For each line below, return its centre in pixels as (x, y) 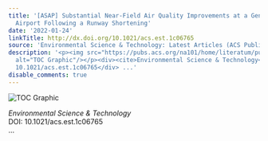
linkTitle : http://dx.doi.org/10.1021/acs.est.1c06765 (101, 38)
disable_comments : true (48, 75)
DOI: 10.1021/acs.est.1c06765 (56, 121)
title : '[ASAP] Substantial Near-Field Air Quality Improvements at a (128, 16)
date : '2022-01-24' (41, 30)
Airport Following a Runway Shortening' (83, 23)
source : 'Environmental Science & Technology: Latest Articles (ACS (124, 45)
